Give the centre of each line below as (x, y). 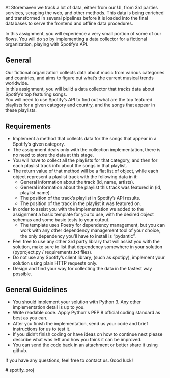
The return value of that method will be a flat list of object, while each (86, 171)
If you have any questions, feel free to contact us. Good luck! (69, 360)
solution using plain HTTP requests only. (55, 263)
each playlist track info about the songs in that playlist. (70, 165)
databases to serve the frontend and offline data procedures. (69, 23)
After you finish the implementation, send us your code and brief (80, 324)
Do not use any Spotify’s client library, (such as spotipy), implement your (89, 257)
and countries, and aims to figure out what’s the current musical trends (79, 78)
